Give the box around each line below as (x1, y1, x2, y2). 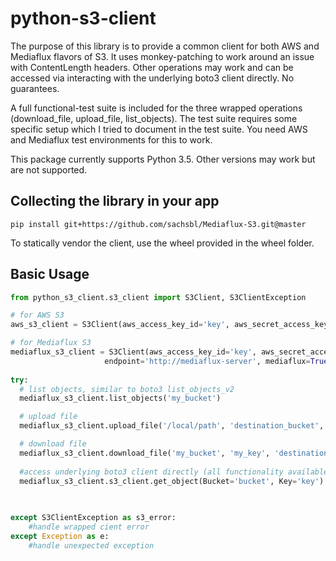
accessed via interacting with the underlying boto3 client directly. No (10, 72, 295, 84)
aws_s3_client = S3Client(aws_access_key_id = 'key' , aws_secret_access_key (10, 320, 329, 330)
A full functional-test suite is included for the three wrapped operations (10, 102, 303, 114)
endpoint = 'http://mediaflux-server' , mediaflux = (104, 356, 311, 366)
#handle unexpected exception (28, 540, 155, 551)
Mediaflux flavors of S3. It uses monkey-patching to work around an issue (10, 50, 315, 62)
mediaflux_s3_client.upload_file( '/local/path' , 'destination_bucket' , (19, 421, 325, 431)
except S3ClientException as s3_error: (10, 513, 177, 523)
